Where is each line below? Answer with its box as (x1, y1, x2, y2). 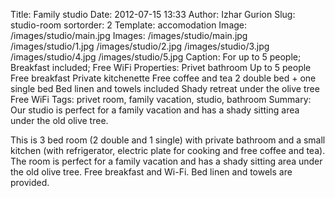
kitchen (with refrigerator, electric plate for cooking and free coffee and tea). (10, 145, 326, 156)
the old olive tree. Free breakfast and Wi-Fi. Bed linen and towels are (10, 166, 293, 178)
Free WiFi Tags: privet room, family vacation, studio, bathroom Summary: (10, 94, 312, 105)
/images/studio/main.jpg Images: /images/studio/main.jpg (10, 30, 248, 41)
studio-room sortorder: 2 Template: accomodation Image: (10, 19, 248, 31)
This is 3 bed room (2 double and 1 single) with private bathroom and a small (10, 134, 326, 146)
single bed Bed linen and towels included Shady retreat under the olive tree (10, 83, 320, 94)
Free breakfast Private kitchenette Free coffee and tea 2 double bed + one (10, 72, 317, 84)
